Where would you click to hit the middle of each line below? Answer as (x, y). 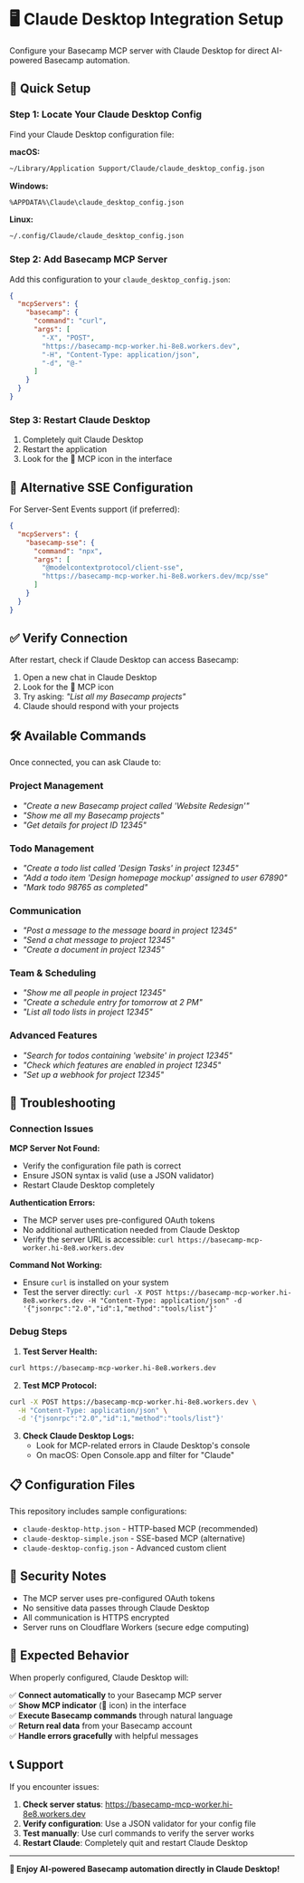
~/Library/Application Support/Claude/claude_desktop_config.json (137, 168)
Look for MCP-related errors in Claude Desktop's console (143, 1446)
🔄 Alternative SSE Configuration (101, 487)
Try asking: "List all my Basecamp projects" (104, 697)
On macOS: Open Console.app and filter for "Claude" (135, 1455)
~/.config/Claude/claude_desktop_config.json (96, 236)
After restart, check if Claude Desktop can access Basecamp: (124, 660)
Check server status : (63, 1804)
